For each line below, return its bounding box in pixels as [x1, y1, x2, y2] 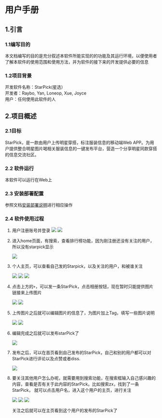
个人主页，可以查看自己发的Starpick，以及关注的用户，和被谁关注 [12, 263, 143, 269]
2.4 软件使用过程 [5, 215, 44, 222]
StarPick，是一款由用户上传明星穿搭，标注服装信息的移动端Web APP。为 [5, 139, 150, 145]
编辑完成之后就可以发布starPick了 [12, 330, 80, 336]
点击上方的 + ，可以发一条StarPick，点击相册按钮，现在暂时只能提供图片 [12, 283, 153, 289]
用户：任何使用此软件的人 [5, 96, 56, 102]
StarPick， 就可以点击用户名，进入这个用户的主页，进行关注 [12, 387, 132, 393]
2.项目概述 [5, 112, 37, 120]
